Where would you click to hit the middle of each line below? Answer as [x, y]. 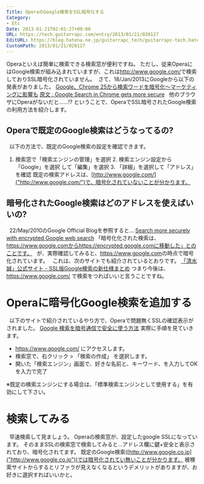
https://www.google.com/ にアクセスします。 [71, 349]
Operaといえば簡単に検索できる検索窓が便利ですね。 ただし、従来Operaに [100, 64]
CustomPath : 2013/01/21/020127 [46, 46]
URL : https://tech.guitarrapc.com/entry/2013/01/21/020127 [83, 35]
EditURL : [17, 40]
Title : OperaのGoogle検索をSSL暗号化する [55, 12]
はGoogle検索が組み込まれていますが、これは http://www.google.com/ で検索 [102, 71]
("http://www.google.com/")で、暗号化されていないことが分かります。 [103, 182]
